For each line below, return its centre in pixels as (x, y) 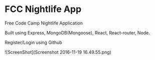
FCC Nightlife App (43, 9)
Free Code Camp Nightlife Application (44, 23)
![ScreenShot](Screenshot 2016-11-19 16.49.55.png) (58, 52)
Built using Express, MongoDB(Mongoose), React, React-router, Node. (77, 32)
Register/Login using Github (33, 42)
